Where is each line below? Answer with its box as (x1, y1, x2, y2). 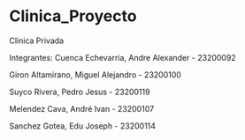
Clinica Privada (9, 35, 65, 46)
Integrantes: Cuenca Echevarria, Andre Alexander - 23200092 (9, 52, 236, 63)
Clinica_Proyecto (9, 6, 137, 26)
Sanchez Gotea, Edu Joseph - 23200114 (9, 121, 157, 131)
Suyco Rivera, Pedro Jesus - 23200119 (9, 86, 150, 97)
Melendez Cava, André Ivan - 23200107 (9, 103, 155, 114)
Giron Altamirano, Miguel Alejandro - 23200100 (9, 69, 181, 80)
